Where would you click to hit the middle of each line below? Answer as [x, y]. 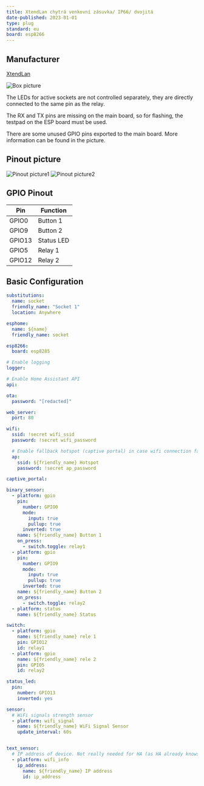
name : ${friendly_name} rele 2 [57, 659]
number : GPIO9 [40, 564]
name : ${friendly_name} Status [57, 615]
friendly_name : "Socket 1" [46, 307]
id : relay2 [31, 671]
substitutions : [25, 295]
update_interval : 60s [44, 732]
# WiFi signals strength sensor [53, 715]
